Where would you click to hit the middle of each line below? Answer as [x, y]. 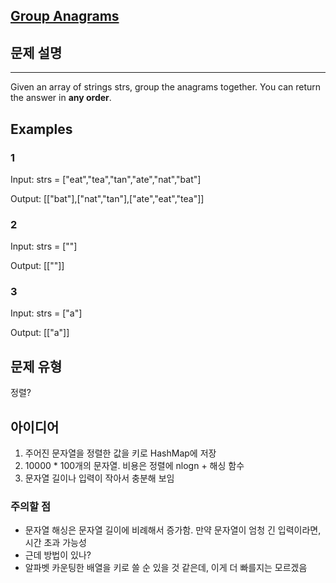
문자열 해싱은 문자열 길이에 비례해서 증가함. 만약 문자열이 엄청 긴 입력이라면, [173, 530]
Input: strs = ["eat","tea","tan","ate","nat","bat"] [106, 179]
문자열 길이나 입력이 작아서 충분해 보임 [99, 478]
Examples [41, 129]
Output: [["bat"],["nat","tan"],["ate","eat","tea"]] [107, 198]
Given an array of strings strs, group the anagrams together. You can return [166, 87]
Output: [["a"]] [40, 333]
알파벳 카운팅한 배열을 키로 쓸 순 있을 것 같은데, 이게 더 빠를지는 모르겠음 [166, 568]
